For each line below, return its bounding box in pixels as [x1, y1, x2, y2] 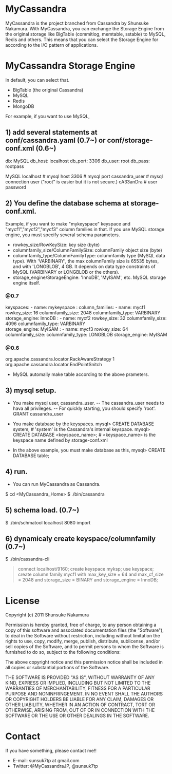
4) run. [5, 467, 28, 476]
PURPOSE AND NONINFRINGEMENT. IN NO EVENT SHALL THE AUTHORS [5, 691, 163, 697]
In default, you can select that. [5, 77, 70, 83]
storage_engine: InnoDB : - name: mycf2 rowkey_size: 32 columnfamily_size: [5, 315, 167, 321]
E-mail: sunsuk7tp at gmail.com [12, 758, 80, 764]
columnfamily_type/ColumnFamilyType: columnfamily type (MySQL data [12, 252, 165, 258]
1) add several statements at [5, 128, 98, 137]
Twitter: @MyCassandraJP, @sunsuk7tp [12, 763, 99, 769]
